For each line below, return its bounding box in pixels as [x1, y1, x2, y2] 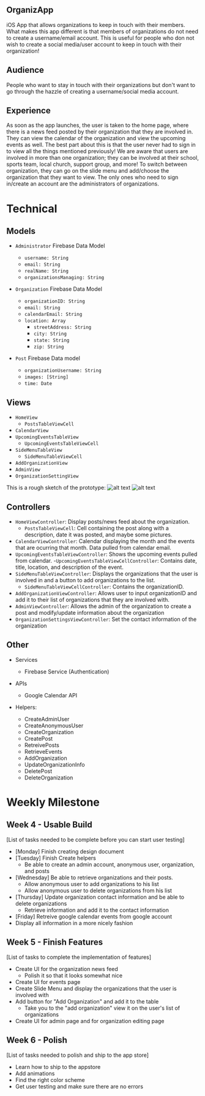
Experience [6, 105, 51, 116]
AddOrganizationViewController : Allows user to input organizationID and [15, 590, 197, 597]
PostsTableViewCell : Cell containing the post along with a [24, 525, 170, 532]
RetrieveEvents [24, 748, 62, 755]
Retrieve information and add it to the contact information [24, 906, 170, 914]
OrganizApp [6, 5, 54, 15]
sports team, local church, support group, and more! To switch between [6, 160, 188, 168]
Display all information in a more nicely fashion [15, 919, 133, 926]
